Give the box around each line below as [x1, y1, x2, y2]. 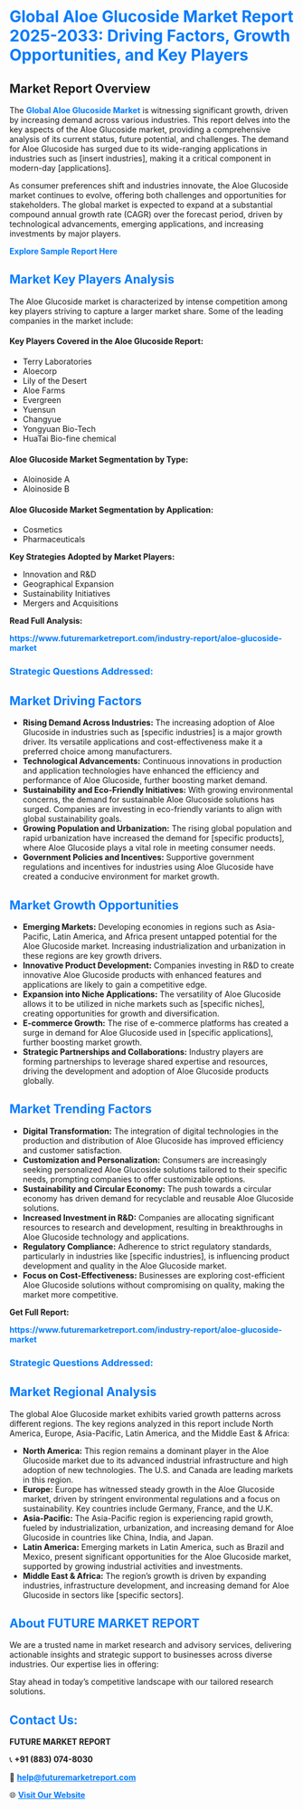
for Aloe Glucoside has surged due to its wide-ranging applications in [9, 143, 268, 154]
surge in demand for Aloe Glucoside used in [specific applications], [22, 1027, 274, 1038]
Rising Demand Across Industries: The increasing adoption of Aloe [22, 717, 276, 728]
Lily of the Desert [22, 376, 88, 387]
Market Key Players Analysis [9, 272, 175, 287]
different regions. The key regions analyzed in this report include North [9, 1418, 274, 1429]
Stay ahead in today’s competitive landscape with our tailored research [9, 1677, 274, 1688]
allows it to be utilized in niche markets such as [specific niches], [22, 998, 265, 1009]
